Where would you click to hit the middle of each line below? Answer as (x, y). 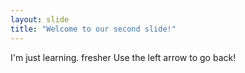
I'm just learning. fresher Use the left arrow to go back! (123, 57)
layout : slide (40, 19)
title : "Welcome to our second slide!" (93, 29)
